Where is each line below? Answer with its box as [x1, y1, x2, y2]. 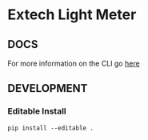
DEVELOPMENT [7, 82, 88, 95]
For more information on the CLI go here [7, 58, 141, 68]
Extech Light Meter [7, 6, 137, 24]
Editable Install [7, 106, 66, 117]
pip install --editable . [7, 124, 94, 132]
